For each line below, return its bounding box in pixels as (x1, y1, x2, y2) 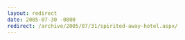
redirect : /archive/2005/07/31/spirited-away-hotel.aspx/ (7, 22, 178, 29)
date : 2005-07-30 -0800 (7, 16, 76, 23)
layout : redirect (7, 9, 58, 17)
